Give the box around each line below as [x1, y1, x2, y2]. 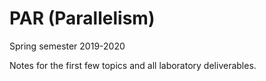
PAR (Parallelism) [9, 7, 156, 30]
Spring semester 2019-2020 [9, 40, 126, 52]
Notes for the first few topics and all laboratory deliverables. [9, 59, 257, 71]
